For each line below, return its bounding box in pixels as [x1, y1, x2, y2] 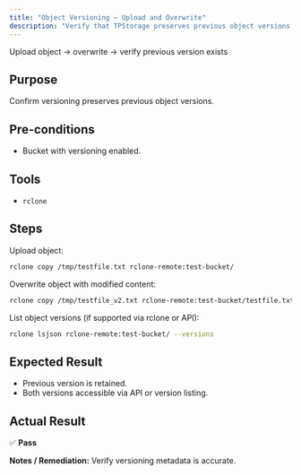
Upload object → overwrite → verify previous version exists [9, 46, 228, 56]
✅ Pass [9, 437, 38, 448]
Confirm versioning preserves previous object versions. [9, 96, 215, 107]
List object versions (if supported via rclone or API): [9, 312, 200, 323]
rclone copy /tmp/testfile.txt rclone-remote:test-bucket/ [9, 262, 235, 272]
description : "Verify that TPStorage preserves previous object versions [9, 22, 291, 30]
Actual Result [9, 413, 86, 428]
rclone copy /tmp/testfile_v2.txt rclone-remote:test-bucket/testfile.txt [9, 296, 295, 305]
